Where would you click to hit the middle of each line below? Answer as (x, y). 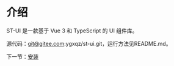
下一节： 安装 (22, 56)
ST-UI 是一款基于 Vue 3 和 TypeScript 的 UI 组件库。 (72, 31)
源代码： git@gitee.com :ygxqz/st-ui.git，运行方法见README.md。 (89, 43)
